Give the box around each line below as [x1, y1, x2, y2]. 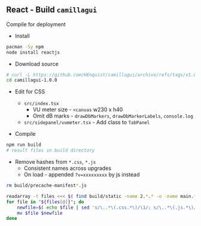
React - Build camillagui [6, 5, 98, 15]
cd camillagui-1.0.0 [6, 77, 58, 83]
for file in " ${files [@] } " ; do [6, 198, 84, 205]
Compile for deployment [6, 20, 66, 28]
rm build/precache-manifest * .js [6, 182, 87, 189]
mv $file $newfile [17, 210, 63, 216]
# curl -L [6, 72, 31, 78]
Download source [14, 60, 59, 68]
